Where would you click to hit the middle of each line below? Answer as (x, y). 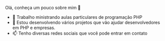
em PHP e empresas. (34, 28)
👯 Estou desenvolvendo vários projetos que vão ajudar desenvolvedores (86, 22)
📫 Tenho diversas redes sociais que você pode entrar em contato (80, 33)
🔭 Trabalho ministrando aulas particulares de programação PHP (77, 17)
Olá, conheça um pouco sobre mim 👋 (43, 8)
